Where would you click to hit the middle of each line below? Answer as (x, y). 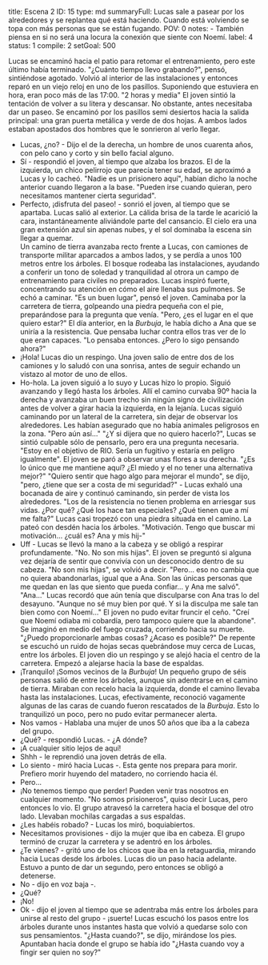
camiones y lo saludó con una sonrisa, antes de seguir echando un (130, 366)
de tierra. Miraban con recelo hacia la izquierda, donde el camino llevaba (140, 689)
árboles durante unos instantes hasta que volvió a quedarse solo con (134, 927)
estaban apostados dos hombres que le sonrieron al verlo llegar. (114, 129)
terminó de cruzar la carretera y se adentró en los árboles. (116, 842)
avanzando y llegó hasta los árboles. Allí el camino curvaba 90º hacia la (138, 391)
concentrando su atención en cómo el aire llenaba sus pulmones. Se (132, 289)
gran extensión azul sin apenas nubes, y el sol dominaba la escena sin (136, 230)
